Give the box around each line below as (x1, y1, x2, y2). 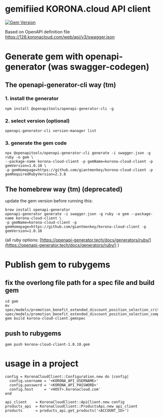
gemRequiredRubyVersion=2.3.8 (5, 172, 66, 177)
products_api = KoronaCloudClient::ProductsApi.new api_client (5, 404, 138, 409)
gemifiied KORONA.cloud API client (5, 3, 151, 15)
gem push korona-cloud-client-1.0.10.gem (5, 342, 90, 347)
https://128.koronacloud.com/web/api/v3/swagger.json (5, 34, 115, 40)
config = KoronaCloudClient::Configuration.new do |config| (5, 374, 130, 379)
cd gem (5, 299, 18, 304)
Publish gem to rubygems (5, 259, 111, 270)
